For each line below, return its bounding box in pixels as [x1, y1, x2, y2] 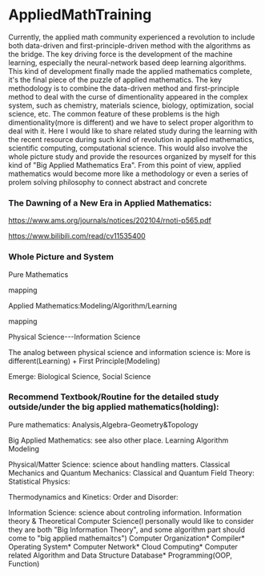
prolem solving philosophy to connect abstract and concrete [8, 177, 207, 186]
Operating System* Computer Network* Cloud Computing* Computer [8, 541, 239, 551]
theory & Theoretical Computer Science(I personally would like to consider [8, 516, 255, 525]
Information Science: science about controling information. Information [8, 508, 243, 517]
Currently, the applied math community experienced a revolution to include [8, 32, 255, 42]
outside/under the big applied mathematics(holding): [8, 402, 219, 413]
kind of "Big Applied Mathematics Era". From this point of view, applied [8, 160, 242, 170]
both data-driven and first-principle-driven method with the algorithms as [8, 40, 251, 50]
